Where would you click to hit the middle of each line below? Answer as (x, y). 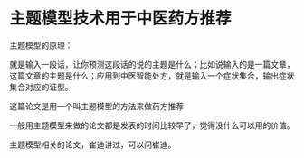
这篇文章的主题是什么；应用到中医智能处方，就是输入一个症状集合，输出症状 (152, 75)
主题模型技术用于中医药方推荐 (121, 19)
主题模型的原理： (41, 45)
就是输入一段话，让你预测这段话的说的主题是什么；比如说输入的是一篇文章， (152, 64)
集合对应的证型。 (41, 87)
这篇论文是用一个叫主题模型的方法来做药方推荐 (96, 106)
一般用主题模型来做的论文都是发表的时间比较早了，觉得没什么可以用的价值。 (152, 125)
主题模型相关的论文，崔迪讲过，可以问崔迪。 (93, 144)
